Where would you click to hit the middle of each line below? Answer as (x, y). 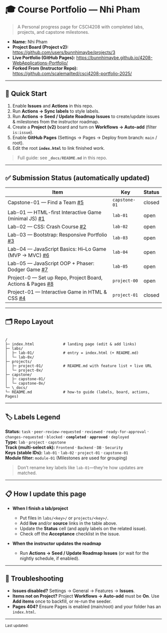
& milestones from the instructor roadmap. (56, 121)
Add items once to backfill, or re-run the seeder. (62, 601)
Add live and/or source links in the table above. (69, 523)
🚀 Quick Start (26, 94)
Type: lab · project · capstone (36, 442)
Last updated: (17, 626)
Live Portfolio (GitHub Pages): (44, 57)
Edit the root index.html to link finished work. (59, 148)
